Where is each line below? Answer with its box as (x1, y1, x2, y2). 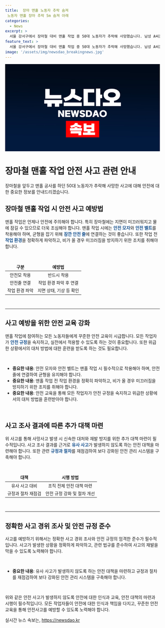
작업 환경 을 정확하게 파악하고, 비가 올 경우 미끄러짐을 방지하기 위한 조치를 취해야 (5, 237, 158, 243)
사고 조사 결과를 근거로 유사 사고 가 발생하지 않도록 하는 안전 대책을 (27, 442, 154, 448)
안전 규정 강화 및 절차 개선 (45, 490, 95, 496)
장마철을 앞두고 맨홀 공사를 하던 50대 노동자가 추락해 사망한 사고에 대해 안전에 (5, 183, 155, 189)
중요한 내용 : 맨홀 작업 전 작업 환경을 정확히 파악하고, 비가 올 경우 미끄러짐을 (12, 378, 156, 384)
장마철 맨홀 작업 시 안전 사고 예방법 (5, 205, 104, 213)
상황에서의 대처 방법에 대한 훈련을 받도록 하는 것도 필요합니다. (10, 345, 129, 351)
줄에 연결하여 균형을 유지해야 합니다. (12, 371, 82, 377)
